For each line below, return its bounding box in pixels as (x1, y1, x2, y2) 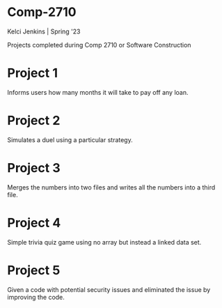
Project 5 (7, 262, 61, 278)
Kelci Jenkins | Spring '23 (7, 27, 81, 36)
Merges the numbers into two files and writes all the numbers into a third (7, 183, 216, 192)
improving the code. (7, 293, 65, 301)
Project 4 (7, 215, 61, 231)
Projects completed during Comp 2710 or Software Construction (7, 40, 191, 49)
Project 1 (7, 66, 58, 81)
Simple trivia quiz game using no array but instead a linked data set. (7, 238, 202, 246)
